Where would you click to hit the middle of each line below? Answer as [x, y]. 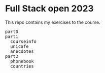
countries [22, 66]
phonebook [22, 61]
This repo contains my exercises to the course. [53, 22]
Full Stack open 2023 [49, 9]
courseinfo [23, 41]
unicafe [19, 46]
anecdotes [22, 51]
